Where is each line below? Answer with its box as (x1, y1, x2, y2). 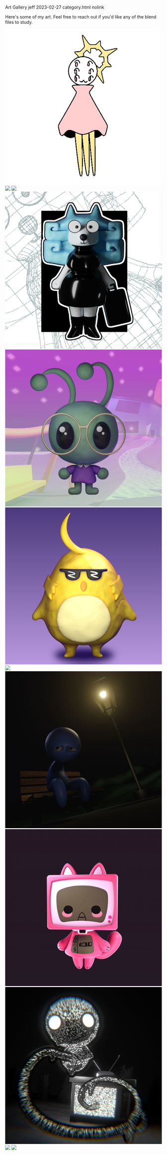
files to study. (5, 19, 33, 25)
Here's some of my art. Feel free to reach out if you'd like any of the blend (5, 14, 157, 19)
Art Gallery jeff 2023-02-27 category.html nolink (5, 4, 104, 10)
